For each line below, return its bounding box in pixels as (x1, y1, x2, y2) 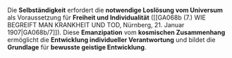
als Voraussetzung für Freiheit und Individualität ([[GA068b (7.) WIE (7, 13, 206, 22)
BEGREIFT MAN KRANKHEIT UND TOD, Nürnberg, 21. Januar (7, 21, 185, 29)
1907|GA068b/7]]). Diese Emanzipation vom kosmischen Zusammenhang (7, 28, 226, 36)
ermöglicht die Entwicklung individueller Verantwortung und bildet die (7, 36, 216, 44)
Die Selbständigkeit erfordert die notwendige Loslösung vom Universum (7, 6, 224, 14)
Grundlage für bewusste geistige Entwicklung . (7, 43, 147, 51)
